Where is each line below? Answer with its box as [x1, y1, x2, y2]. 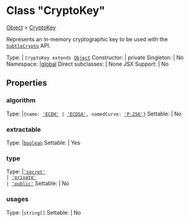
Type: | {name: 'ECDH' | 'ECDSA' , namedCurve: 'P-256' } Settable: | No [6, 110, 182, 117]
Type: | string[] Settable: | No [6, 209, 81, 216]
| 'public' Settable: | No [6, 180, 70, 187]
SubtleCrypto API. [6, 42, 51, 49]
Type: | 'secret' [6, 168, 46, 175]
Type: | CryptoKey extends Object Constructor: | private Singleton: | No [6, 54, 184, 61]
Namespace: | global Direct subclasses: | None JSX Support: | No [6, 60, 169, 68]
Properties [6, 78, 47, 88]
